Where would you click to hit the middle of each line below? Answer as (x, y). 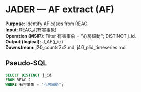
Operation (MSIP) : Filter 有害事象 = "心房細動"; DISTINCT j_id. (71, 36)
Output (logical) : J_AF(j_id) (34, 41)
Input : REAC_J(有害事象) (31, 30)
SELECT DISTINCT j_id (28, 75)
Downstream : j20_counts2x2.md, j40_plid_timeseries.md (65, 47)
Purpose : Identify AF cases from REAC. (47, 24)
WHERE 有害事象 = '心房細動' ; (35, 85)
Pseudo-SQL (26, 63)
